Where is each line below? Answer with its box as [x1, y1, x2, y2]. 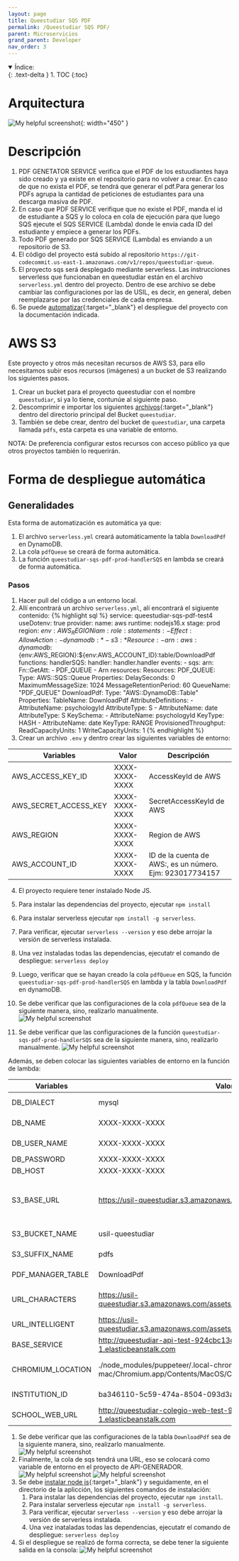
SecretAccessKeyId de [148, 796, 225, 806]
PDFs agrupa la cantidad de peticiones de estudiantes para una [18, 190, 204, 198]
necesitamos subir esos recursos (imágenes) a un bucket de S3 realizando [8, 366, 227, 375]
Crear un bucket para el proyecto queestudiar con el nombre [18, 388, 196, 396]
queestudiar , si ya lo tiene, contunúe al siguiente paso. [18, 395, 178, 403]
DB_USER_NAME [11, 1138, 68, 1148]
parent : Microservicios [8, 30, 79, 38]
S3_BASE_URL [11, 1195, 60, 1205]
